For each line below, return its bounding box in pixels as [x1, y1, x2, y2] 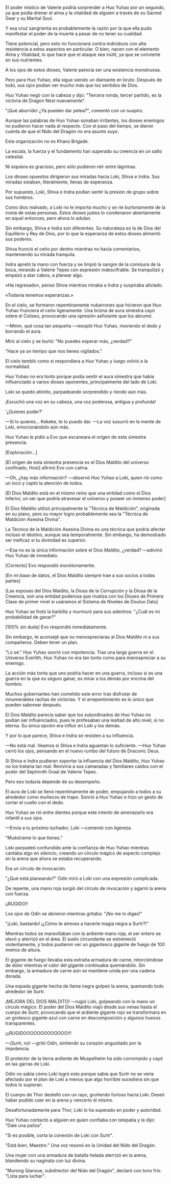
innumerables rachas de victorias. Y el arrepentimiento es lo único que [5, 697, 154, 702]
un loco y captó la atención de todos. [5, 480, 83, 486]
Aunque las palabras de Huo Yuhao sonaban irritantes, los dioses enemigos [5, 117, 165, 124]
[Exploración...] [5, 450, 37, 455]
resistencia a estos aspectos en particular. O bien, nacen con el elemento [5, 46, 160, 52]
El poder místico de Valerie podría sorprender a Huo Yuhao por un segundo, [5, 5, 165, 10]
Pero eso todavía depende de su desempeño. [5, 779, 101, 785]
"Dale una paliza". [5, 1122, 43, 1128]
